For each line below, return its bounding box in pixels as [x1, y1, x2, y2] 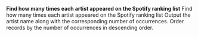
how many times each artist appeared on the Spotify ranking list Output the [6, 11, 191, 18]
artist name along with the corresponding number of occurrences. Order [6, 18, 184, 24]
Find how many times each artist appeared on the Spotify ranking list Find [6, 5, 193, 12]
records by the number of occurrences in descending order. [6, 24, 154, 31]
